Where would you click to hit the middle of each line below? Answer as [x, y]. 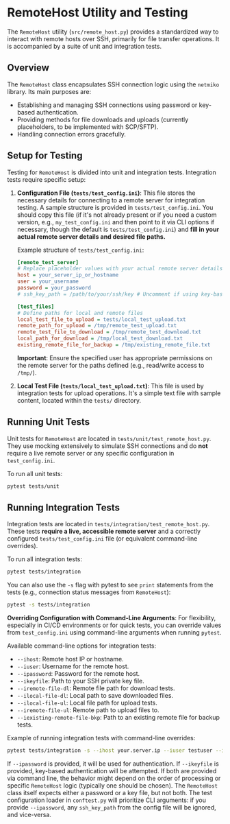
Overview [28, 68]
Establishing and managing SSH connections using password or [107, 105]
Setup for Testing [45, 156]
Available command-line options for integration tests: [82, 646]
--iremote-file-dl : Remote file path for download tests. [96, 688]
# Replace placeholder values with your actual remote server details [120, 269]
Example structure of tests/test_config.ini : [80, 250]
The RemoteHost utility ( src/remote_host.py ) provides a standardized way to [113, 32]
